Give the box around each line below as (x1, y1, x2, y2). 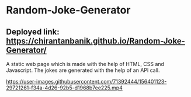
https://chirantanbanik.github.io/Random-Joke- (6, 36, 185, 46)
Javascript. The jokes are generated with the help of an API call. (6, 67, 160, 74)
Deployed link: (6, 27, 60, 37)
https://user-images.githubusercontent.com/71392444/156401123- (6, 78, 167, 85)
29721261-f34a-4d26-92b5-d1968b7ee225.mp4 (6, 84, 123, 91)
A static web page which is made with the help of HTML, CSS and (6, 61, 165, 67)
